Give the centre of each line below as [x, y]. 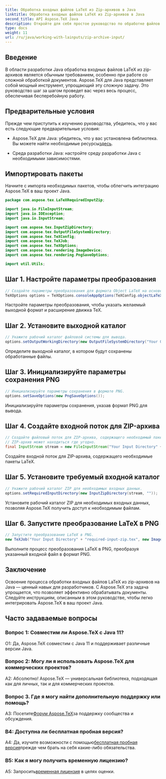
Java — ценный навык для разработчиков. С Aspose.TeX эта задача [77, 587]
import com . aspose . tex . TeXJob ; [37, 241]
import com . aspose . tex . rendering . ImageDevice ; [54, 250]
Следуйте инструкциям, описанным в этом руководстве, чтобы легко [79, 598]
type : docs [16, 28]
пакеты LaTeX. [20, 461]
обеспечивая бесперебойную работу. [45, 96]
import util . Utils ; [25, 264]
